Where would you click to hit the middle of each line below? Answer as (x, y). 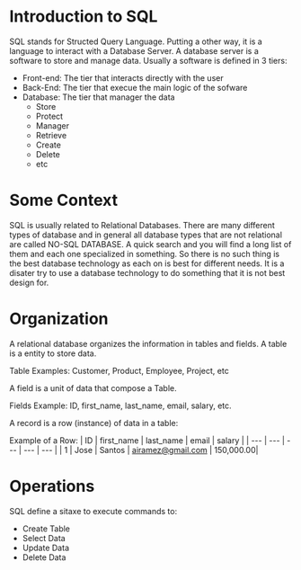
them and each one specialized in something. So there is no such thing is (145, 254)
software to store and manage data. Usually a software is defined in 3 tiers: (148, 60)
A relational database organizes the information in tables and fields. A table (148, 343)
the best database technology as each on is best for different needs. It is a (147, 263)
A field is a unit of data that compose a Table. (93, 387)
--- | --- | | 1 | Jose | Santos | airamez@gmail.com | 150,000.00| (141, 450)
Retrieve (51, 135)
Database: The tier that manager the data (98, 97)
